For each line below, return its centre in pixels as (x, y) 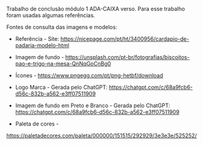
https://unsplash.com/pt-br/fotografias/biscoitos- (127, 57)
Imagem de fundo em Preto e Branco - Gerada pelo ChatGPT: (93, 105)
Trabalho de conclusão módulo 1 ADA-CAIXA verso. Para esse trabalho (96, 9)
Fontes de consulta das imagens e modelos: (62, 27)
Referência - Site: (37, 39)
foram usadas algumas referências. (51, 15)
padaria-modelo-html (42, 45)
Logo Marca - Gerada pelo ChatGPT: (61, 87)
